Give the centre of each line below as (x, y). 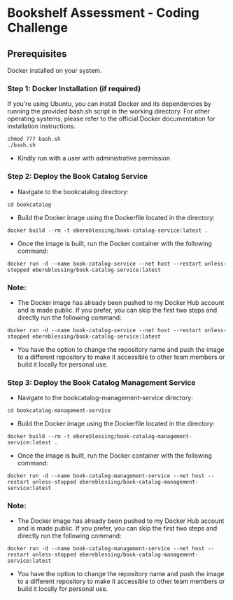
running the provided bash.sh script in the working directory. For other (108, 111)
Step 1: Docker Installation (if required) (74, 88)
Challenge (38, 28)
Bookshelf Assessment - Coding (103, 13)
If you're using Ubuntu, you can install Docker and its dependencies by (110, 104)
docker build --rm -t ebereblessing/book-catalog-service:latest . (108, 230)
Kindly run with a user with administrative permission (94, 158)
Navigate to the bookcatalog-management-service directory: (105, 398)
